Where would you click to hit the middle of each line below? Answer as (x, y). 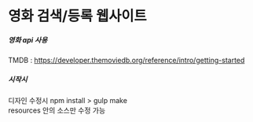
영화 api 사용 (28, 39)
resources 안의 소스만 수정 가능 (57, 110)
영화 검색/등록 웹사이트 (77, 16)
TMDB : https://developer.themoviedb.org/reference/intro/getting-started (126, 61)
